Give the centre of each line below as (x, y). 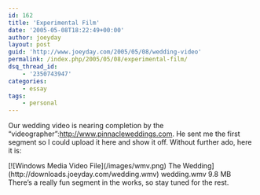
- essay (35, 88)
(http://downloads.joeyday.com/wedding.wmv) (84, 175)
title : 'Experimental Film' (54, 23)
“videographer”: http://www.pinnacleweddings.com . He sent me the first (125, 134)
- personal (40, 103)
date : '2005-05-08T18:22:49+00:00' (66, 30)
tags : (17, 96)
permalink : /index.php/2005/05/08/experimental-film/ (98, 60)
